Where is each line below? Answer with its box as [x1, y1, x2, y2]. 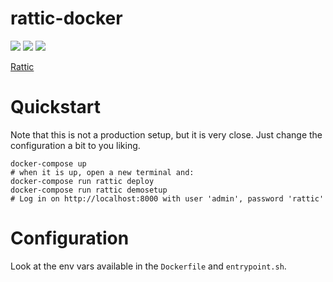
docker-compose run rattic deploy [10, 176, 155, 186]
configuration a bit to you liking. [10, 139, 141, 151]
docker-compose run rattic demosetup [10, 185, 168, 195]
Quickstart [10, 96, 102, 119]
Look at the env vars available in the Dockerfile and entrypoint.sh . [10, 260, 287, 272]
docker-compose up [10, 158, 87, 169]
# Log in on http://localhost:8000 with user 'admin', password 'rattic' [10, 193, 325, 204]
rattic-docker [10, 7, 123, 30]
